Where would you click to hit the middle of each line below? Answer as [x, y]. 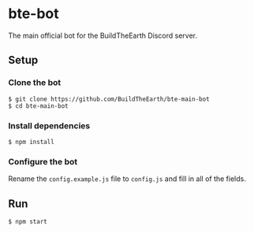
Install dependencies [49, 125]
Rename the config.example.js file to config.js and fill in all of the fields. [127, 179]
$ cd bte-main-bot [38, 106]
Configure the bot [43, 161]
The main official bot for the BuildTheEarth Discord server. [103, 35]
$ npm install [32, 142]
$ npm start [28, 222]
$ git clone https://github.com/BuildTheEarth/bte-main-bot [109, 99]
